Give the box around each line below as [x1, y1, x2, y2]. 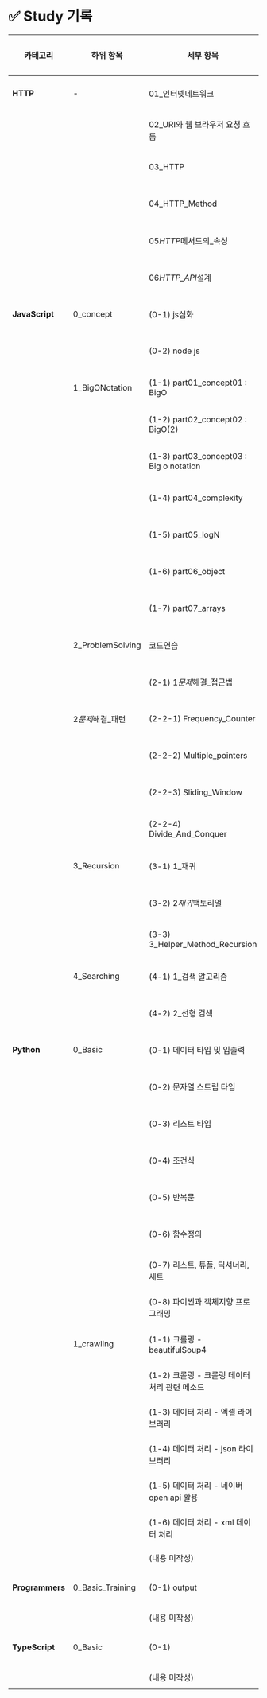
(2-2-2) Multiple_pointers [148, 749, 248, 760]
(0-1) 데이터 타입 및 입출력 [148, 1044, 246, 1055]
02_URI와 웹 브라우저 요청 [148, 119, 241, 130]
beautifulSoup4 [148, 1344, 207, 1355]
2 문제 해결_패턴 [72, 713, 126, 725]
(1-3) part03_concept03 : [148, 450, 248, 461]
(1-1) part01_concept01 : [148, 377, 248, 388]
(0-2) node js [148, 345, 200, 356]
